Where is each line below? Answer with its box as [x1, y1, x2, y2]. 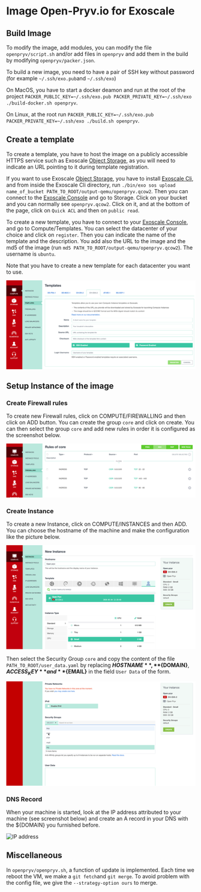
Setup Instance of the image [6, 381, 114, 391]
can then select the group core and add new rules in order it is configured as [6, 425, 196, 433]
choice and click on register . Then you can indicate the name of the [6, 231, 176, 238]
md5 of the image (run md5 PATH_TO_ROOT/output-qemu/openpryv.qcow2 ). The [6, 244, 193, 251]
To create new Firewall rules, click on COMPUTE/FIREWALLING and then [6, 412, 186, 420]
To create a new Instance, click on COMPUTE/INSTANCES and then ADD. [6, 520, 188, 528]
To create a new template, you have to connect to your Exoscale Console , [6, 218, 188, 226]
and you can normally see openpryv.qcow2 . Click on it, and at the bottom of [6, 200, 190, 208]
